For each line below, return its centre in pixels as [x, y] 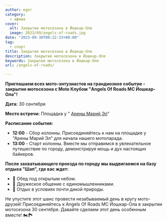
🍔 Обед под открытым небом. [44, 179]
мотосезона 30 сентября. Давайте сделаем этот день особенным [76, 210]
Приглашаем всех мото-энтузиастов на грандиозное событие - [75, 84]
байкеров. [23, 154]
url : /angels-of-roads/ [30, 65]
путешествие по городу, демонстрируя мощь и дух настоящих [79, 149]
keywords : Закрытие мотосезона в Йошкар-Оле [52, 61]
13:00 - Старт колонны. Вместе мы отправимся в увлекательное [82, 144]
